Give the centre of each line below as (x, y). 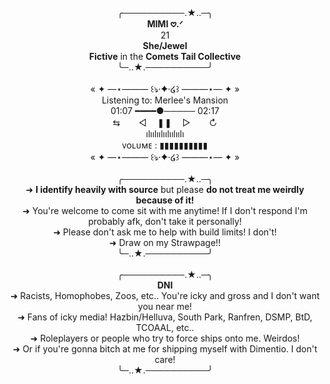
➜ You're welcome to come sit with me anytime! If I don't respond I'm (165, 210)
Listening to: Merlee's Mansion (165, 100)
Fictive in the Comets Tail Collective (165, 56)
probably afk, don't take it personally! (165, 221)
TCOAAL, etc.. (165, 327)
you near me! (165, 306)
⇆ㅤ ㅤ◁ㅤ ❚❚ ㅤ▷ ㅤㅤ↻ (165, 122)
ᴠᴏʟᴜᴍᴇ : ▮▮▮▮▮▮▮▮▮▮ (165, 145)
